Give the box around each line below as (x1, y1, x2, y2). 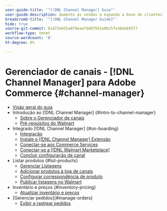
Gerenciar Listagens (20, 163, 62, 169)
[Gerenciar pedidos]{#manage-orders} (12, 194, 93, 201)
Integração (20, 131, 43, 137)
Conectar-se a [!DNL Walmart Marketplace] (20, 147, 110, 153)
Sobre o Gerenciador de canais (20, 115, 85, 121)
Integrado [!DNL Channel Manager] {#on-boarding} (12, 125, 119, 131)
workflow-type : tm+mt (5, 31, 51, 36)
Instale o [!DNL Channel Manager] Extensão (20, 136, 111, 142)
